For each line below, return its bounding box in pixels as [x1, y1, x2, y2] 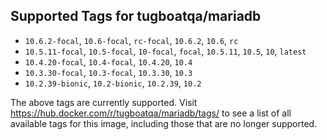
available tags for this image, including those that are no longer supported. [10, 117, 318, 129]
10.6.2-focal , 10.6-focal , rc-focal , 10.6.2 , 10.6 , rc [24, 34, 239, 46]
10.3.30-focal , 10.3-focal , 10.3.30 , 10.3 [24, 66, 193, 78]
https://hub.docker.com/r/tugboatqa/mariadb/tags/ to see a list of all [10, 107, 292, 119]
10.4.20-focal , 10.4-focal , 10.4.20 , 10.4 [24, 55, 193, 68]
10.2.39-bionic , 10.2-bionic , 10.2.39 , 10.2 [24, 77, 202, 89]
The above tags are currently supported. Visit [10, 96, 198, 108]
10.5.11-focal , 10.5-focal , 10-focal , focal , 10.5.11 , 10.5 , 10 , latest [24, 45, 307, 57]
